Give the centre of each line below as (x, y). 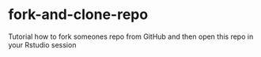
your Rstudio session (42, 44)
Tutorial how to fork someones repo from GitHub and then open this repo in (131, 36)
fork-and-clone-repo (78, 15)
